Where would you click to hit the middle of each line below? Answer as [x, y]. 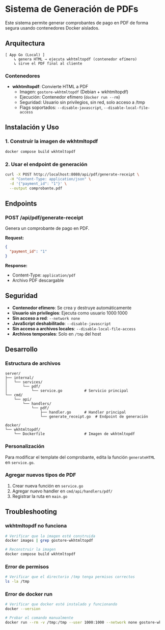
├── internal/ [20, 378]
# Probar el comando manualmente [39, 618]
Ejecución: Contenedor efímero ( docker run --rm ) [70, 97]
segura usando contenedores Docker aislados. [52, 28]
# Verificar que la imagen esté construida [50, 536]
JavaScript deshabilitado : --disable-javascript [62, 323]
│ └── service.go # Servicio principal [67, 391]
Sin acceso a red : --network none [46, 318]
